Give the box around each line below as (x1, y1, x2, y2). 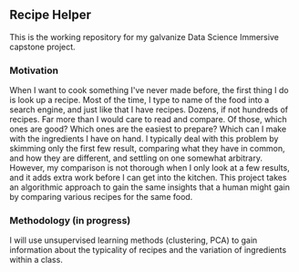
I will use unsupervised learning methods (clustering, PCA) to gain (9, 235, 258, 246)
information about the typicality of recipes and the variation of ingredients (9, 245, 287, 256)
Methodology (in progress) (9, 214, 131, 227)
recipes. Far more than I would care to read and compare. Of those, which (9, 114, 287, 125)
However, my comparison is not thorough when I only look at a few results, (9, 162, 290, 173)
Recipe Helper (9, 7, 92, 23)
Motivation (9, 64, 59, 77)
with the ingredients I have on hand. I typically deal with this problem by (9, 133, 279, 144)
